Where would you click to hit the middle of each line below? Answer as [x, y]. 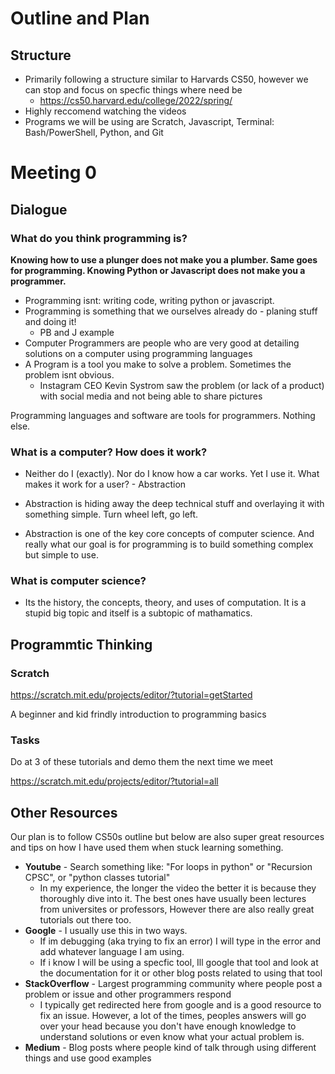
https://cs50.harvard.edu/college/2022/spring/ [136, 100]
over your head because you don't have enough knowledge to [168, 1026]
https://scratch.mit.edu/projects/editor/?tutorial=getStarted [131, 695]
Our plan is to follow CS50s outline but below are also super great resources [167, 837]
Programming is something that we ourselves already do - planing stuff [171, 311]
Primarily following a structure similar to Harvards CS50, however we [166, 79]
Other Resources [64, 812]
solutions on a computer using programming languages [138, 353]
